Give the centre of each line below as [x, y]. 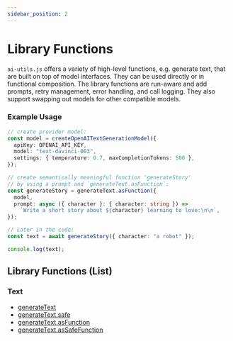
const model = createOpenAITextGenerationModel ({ [82, 138]
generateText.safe [44, 314]
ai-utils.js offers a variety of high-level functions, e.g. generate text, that [116, 69]
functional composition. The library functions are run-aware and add [107, 84]
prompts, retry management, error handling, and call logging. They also [112, 91]
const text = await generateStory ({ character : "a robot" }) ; [101, 237]
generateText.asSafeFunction [60, 330]
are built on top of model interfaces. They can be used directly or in [106, 76]
